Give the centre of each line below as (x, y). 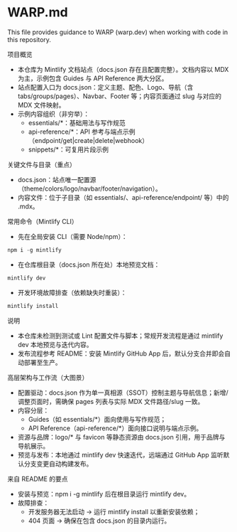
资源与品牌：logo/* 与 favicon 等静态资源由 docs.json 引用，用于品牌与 (121, 437)
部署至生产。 (43, 362)
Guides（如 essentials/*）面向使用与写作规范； (97, 419)
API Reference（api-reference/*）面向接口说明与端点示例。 (115, 428)
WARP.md (38, 12)
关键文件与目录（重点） (42, 164)
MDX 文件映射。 (41, 105)
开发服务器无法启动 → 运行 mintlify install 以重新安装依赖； (114, 511)
